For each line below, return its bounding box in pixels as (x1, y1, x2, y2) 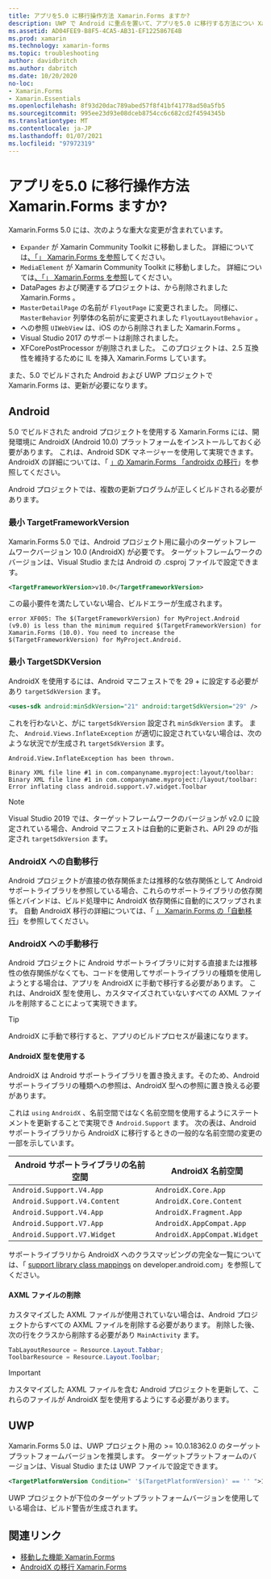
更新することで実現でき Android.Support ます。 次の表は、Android (35, 1118, 256, 1128)
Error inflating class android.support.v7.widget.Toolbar (8, 783, 207, 791)
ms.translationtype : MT (8, 117, 89, 125)
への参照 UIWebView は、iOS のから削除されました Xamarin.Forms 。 (19, 323, 245, 333)
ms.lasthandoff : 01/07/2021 (8, 132, 103, 140)
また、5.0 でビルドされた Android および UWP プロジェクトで (8, 371, 214, 380)
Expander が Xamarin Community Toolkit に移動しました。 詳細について (19, 242, 255, 252)
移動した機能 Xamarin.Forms (19, 1552, 115, 1561)
